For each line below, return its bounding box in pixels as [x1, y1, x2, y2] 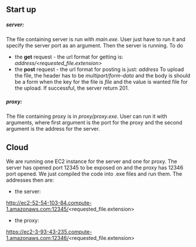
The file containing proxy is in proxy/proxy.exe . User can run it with [6, 113, 167, 120]
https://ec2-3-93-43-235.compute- [6, 228, 92, 235]
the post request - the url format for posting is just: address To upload [14, 66, 184, 73]
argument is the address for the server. [6, 126, 101, 133]
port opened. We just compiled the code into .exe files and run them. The [6, 170, 183, 178]
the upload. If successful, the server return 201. [14, 84, 130, 92]
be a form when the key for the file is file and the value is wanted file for [14, 79, 188, 86]
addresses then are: [6, 177, 54, 184]
